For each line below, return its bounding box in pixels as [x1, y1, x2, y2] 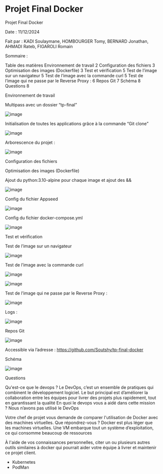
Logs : [5, 309, 18, 315]
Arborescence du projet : [5, 140, 55, 145]
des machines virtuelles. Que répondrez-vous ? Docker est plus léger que [5, 420, 153, 425]
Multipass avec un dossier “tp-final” [5, 102, 77, 107]
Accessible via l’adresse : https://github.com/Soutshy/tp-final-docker [5, 347, 144, 352]
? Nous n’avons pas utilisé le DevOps [5, 405, 79, 411]
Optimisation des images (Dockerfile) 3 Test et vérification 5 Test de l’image [5, 67, 157, 73]
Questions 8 [5, 83, 30, 88]
